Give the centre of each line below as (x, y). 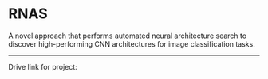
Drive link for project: (43, 66)
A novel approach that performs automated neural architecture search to (128, 36)
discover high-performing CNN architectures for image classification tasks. (132, 43)
